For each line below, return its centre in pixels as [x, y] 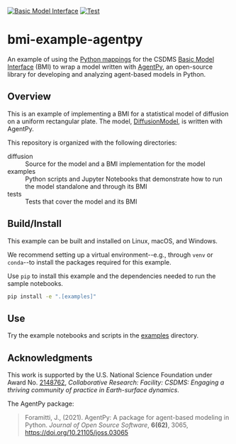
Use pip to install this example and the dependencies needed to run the [112, 276]
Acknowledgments [50, 358]
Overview [29, 97]
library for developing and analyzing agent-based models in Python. [107, 74]
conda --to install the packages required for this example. [89, 262]
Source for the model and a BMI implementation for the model [115, 164]
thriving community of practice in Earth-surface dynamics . [93, 390]
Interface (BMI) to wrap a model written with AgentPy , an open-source [110, 67]
